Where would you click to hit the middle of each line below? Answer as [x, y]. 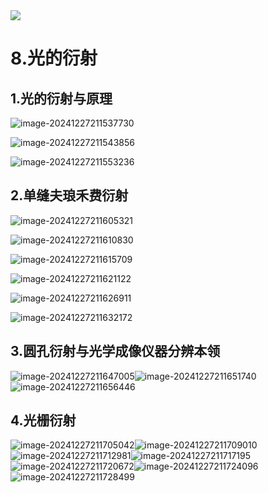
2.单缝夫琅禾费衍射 [69, 195]
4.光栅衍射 [43, 420]
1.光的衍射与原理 [61, 98]
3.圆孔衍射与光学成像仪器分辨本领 [115, 351]
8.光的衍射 [54, 58]
